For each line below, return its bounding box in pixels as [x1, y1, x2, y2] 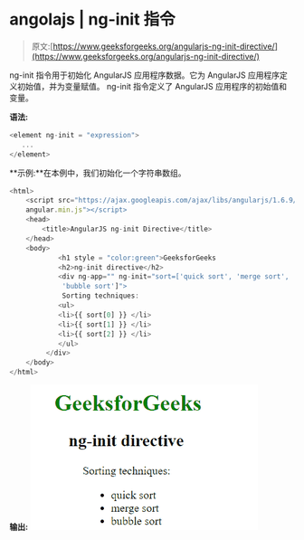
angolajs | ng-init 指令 [9, 9, 176, 30]
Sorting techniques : [62, 291, 140, 300]
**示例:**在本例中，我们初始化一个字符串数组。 [9, 167, 187, 178]
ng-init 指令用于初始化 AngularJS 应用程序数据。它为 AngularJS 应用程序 [9, 70, 280, 81]
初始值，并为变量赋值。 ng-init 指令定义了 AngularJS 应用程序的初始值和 [16, 81, 288, 91]
